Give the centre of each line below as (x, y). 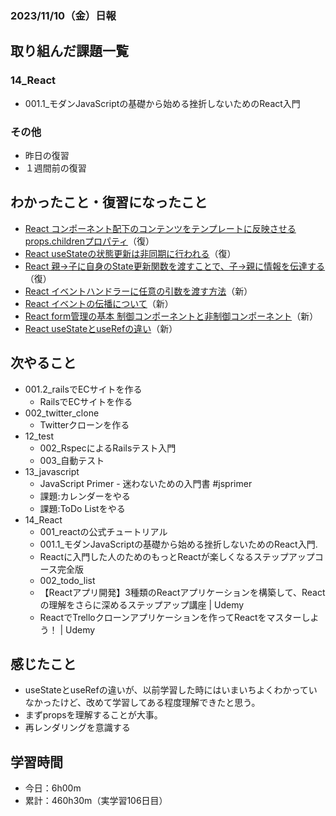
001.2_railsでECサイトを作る (83, 389)
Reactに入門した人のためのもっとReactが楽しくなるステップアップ (177, 556)
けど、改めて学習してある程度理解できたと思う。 (160, 703)
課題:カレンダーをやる (85, 496)
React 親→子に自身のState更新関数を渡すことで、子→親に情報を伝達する (175, 266)
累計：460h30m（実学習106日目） (96, 801)
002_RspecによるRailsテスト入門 (108, 448)
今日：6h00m (53, 788)
